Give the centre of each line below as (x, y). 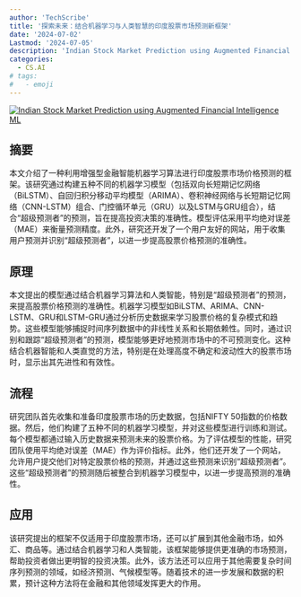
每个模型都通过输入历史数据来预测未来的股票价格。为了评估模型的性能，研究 (150, 439)
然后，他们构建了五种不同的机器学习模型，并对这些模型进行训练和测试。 (158, 428)
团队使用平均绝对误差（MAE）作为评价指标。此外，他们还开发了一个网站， (147, 451)
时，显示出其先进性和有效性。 (64, 362)
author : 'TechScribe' (50, 18)
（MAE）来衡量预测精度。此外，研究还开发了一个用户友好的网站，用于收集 (147, 229)
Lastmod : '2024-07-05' (52, 43)
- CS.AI (32, 68)
